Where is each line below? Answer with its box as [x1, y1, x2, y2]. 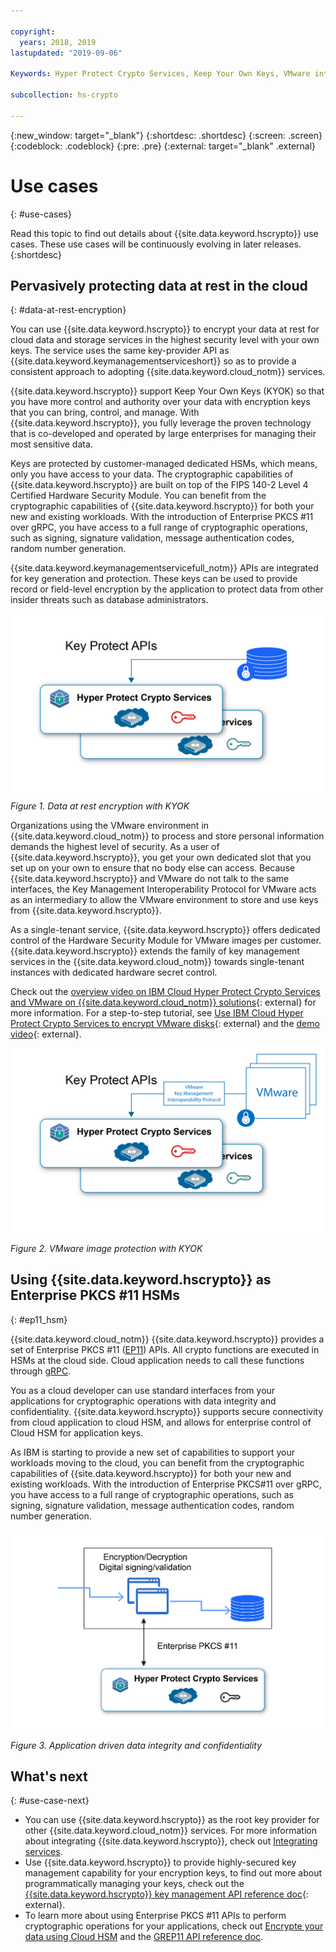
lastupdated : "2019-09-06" [10, 48, 123, 58]
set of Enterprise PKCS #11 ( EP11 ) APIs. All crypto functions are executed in [10, 1343, 320, 1355]
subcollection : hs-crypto [10, 90, 118, 100]
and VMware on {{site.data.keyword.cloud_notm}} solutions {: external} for [10, 996, 317, 1008]
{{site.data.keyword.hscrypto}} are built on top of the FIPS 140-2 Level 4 [10, 479, 309, 491]
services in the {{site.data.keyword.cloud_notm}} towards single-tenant [10, 955, 305, 967]
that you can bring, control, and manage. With [10, 406, 200, 419]
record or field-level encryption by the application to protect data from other [10, 583, 324, 595]
